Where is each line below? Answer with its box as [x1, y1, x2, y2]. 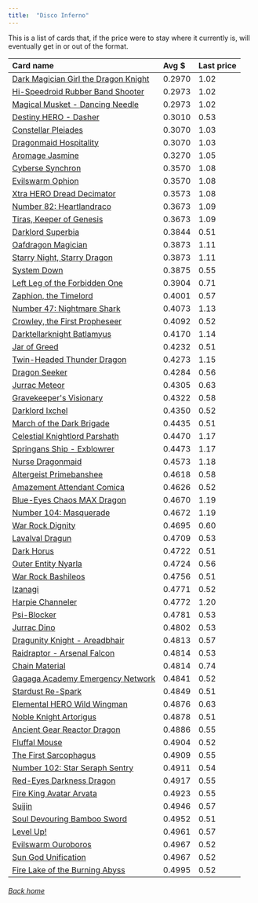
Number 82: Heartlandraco [12, 201, 112, 212]
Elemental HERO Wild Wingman [12, 698, 128, 709]
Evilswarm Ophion [12, 175, 79, 186]
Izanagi [12, 583, 39, 594]
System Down [12, 265, 64, 276]
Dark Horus [12, 545, 55, 556]
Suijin [12, 800, 33, 811]
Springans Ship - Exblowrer [12, 443, 115, 454]
